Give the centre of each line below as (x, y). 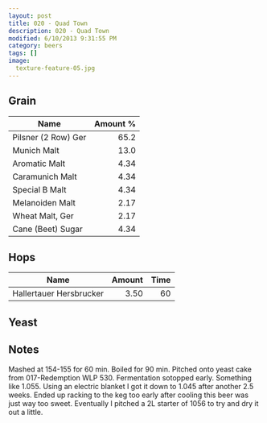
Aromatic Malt (39, 164)
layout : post (30, 16)
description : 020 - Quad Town (59, 31)
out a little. (26, 412)
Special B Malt (39, 189)
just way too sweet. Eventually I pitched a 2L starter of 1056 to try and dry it (133, 403)
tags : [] (23, 53)
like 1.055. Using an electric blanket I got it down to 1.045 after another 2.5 (131, 386)
